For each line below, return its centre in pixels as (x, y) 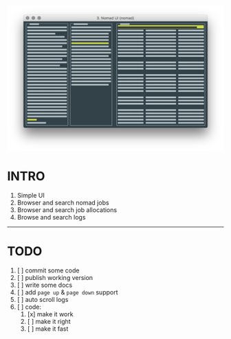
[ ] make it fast (48, 329)
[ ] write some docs (45, 285)
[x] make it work (50, 314)
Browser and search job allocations (67, 210)
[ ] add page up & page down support (67, 292)
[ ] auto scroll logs (43, 299)
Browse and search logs (51, 218)
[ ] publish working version (55, 277)
